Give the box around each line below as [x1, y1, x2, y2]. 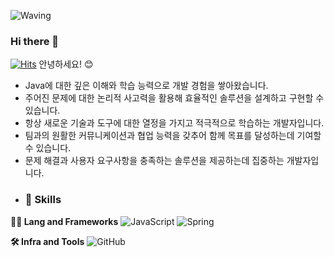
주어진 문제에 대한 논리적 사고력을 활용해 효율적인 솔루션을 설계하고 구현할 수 [24, 92, 325, 104]
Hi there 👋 [10, 34, 60, 48]
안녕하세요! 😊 [38, 58, 94, 70]
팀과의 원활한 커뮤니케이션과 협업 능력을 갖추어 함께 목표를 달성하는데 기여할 [24, 130, 322, 142]
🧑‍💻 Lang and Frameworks [10, 215, 119, 227]
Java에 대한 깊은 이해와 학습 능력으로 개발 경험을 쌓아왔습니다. [24, 80, 269, 92]
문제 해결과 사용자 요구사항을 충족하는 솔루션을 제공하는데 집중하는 [24, 155, 285, 167]
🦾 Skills [24, 193, 62, 207]
